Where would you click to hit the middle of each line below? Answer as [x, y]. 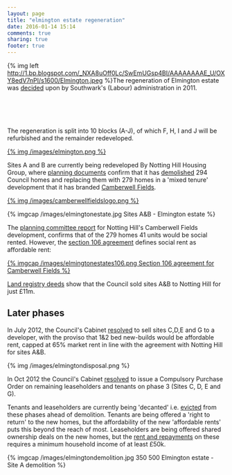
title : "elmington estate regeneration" [66, 20]
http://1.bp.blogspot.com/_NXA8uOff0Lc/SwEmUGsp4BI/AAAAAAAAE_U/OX [116, 73]
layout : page [26, 14]
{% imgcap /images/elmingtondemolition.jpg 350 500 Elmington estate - [110, 457]
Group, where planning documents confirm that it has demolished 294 [107, 172]
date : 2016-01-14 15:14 [42, 26]
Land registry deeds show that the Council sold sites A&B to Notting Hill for [114, 284]
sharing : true [28, 40]
